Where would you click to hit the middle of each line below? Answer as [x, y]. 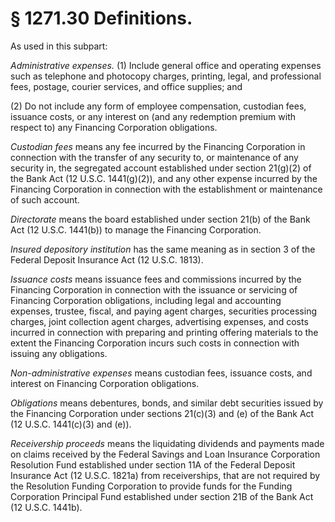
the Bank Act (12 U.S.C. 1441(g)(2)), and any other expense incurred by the [164, 178]
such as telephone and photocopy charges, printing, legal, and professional [166, 76]
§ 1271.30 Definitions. [101, 18]
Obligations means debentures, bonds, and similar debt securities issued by [167, 403]
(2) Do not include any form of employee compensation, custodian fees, [158, 106]
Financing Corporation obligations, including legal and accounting [146, 300]
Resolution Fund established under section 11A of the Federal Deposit [153, 464]
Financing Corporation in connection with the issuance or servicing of [154, 289]
